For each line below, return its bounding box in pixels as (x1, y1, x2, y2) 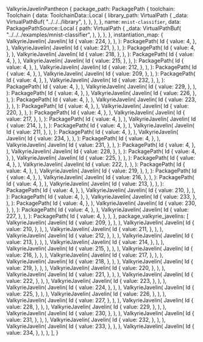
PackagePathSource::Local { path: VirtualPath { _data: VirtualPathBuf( (6, 24, 182, 32)
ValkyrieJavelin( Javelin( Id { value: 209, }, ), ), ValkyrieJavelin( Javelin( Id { (6, 219, 195, 226)
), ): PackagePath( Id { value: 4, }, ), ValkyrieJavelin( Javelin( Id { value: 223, (6, 96, 196, 103)
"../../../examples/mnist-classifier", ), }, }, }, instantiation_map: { (6, 31, 163, 38)
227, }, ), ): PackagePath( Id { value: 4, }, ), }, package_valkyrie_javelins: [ (6, 213, 189, 219)
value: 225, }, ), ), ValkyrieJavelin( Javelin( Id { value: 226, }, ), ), (6, 290, 166, 297)
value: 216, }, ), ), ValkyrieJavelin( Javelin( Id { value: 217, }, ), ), (6, 251, 163, 258)
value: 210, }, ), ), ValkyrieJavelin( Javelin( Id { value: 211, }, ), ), (6, 226, 163, 232)
